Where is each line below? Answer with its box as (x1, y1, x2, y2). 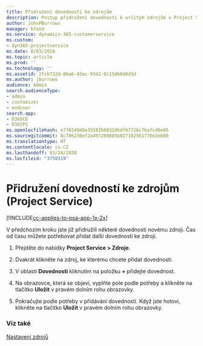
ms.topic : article (6, 54, 53, 60)
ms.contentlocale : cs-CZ (6, 144, 69, 150)
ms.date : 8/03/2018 (6, 48, 56, 55)
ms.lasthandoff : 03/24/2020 (6, 150, 77, 156)
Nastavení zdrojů (6, 333, 48, 340)
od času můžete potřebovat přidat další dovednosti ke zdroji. (6, 233, 157, 240)
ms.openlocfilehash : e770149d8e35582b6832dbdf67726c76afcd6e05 (6, 127, 169, 133)
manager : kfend (6, 25, 45, 32)
